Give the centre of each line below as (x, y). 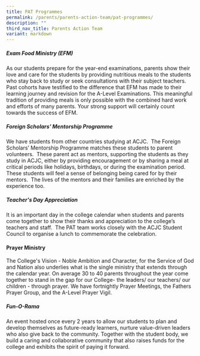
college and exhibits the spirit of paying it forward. (68, 347)
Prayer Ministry (26, 247)
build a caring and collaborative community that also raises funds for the (96, 340)
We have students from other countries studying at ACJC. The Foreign (93, 142)
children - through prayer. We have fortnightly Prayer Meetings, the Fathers (99, 286)
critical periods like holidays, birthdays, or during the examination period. (96, 167)
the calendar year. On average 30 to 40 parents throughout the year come (97, 273)
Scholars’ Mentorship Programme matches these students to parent (90, 148)
